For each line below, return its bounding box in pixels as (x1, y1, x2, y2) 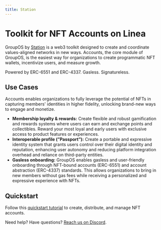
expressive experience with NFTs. (12, 178, 80, 184)
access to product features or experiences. (12, 131, 99, 137)
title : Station (5, 7, 36, 12)
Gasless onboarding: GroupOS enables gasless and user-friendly (12, 157, 145, 163)
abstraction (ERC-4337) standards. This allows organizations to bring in (12, 167, 157, 173)
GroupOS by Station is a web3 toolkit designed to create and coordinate (5, 44, 150, 50)
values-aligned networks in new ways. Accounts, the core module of (5, 49, 143, 55)
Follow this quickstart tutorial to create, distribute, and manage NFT (5, 205, 141, 211)
